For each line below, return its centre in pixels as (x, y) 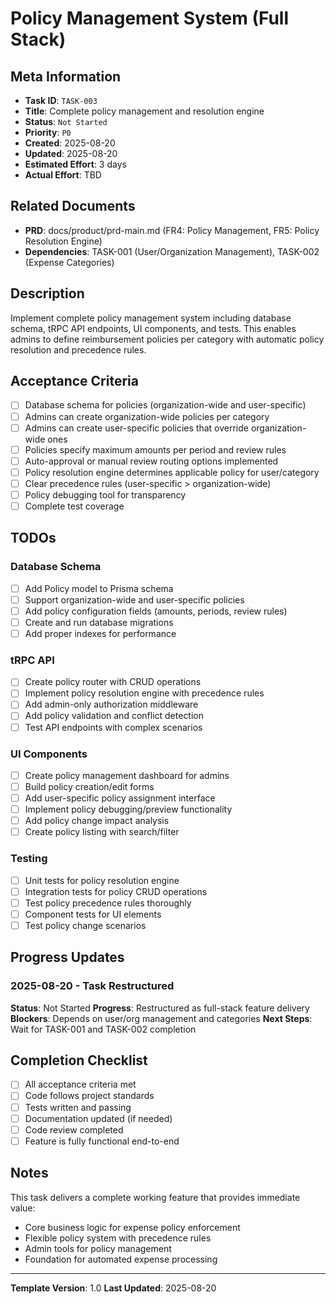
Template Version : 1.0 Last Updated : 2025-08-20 (113, 1288)
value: (23, 1208)
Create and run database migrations (99, 622)
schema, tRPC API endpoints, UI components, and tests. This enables (153, 328)
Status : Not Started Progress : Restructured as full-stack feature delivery (160, 1008)
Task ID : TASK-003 (61, 100)
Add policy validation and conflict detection (114, 716)
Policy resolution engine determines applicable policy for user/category (172, 472)
